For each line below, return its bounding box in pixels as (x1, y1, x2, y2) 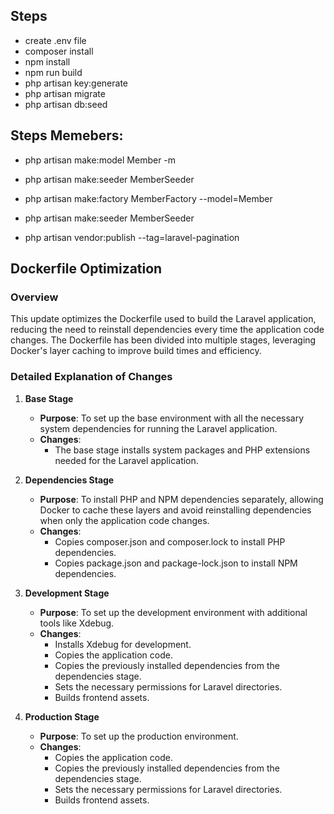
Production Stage (24, 710, 100, 723)
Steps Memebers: (10, 127, 124, 144)
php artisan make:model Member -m (24, 154, 177, 166)
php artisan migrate (24, 87, 106, 99)
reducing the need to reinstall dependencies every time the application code (10, 324, 325, 336)
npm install (24, 55, 71, 68)
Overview (10, 290, 59, 304)
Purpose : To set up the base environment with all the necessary (39, 412, 305, 424)
